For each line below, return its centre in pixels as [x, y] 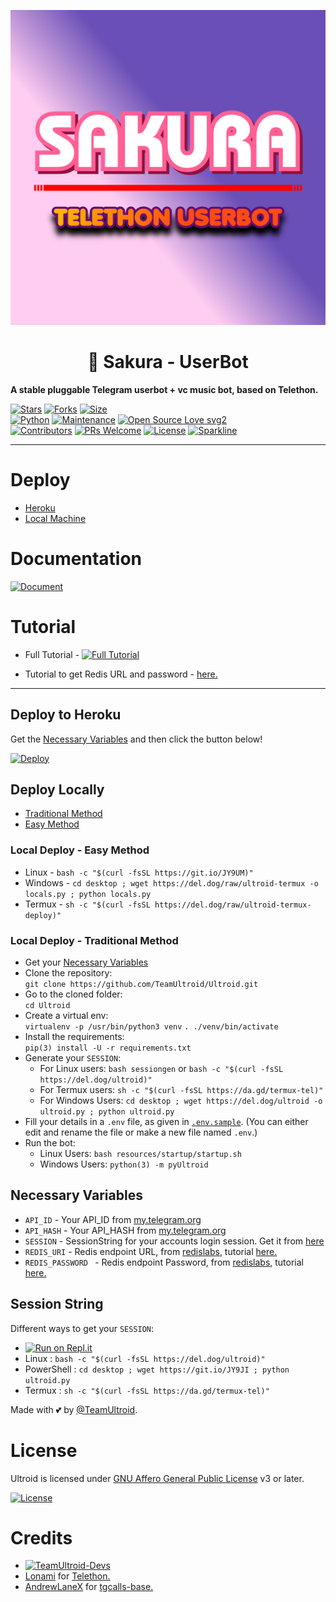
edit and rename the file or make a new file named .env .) [141, 1132]
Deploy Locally [57, 789]
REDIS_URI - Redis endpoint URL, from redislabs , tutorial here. [151, 1251]
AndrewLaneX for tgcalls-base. [89, 1587]
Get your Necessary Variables [86, 962]
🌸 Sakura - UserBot [168, 362]
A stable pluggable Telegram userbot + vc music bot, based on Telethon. [164, 389]
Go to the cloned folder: [73, 994]
